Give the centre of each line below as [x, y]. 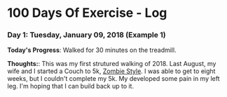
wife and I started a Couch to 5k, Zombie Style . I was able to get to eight [111, 71]
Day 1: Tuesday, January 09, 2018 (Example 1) [87, 35]
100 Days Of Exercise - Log [87, 13]
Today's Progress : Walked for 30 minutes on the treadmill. [92, 50]
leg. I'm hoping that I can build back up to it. [71, 86]
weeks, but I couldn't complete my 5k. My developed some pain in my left [113, 79]
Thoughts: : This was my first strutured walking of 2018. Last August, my [112, 64]
